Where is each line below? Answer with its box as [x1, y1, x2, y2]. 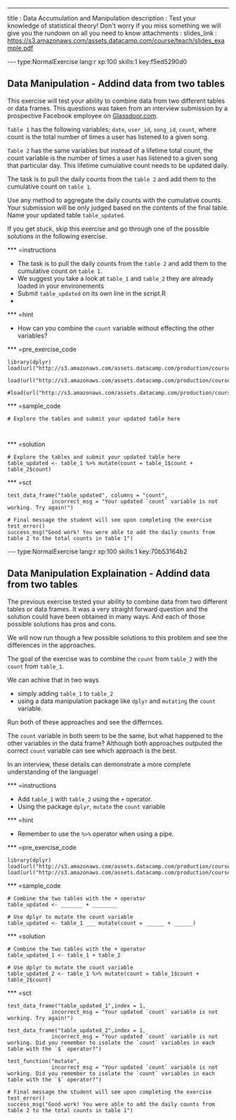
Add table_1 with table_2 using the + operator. [17, 794, 152, 803]
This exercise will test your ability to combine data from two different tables [7, 96, 225, 105]
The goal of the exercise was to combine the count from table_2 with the [7, 654, 218, 663]
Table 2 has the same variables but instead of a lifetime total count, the [7, 146, 213, 155]
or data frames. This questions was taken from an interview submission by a [7, 103, 228, 113]
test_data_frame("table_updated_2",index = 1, [7, 1026, 146, 1034]
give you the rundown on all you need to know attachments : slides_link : [7, 29, 218, 37]
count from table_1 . [7, 662, 65, 670]
